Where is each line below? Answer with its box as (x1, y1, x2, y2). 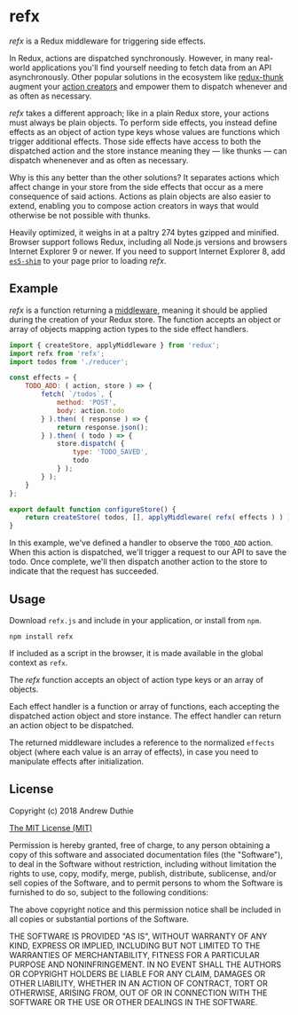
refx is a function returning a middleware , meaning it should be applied (9, 305, 268, 315)
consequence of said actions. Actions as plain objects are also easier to (9, 191, 271, 202)
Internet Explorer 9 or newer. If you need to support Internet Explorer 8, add (9, 246, 286, 257)
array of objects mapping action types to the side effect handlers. (9, 323, 249, 334)
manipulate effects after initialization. (9, 756, 145, 766)
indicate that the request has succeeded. (9, 566, 160, 576)
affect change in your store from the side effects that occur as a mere (9, 181, 263, 192)
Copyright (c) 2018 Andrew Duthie (9, 805, 135, 816)
